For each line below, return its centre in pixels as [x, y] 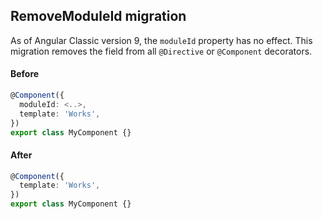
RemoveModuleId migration [98, 16]
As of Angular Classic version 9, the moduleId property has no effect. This [161, 40]
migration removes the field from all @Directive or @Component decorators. [161, 51]
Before [25, 74]
